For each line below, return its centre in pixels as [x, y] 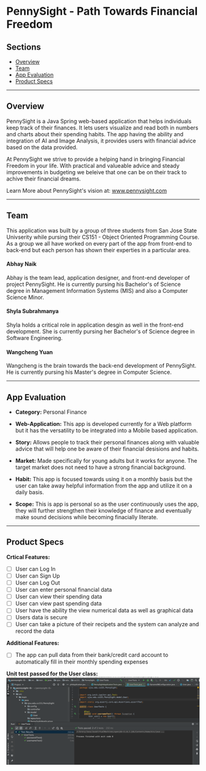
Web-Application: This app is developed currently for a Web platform [103, 424]
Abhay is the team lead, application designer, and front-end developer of [98, 277]
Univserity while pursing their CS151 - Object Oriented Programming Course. [103, 237]
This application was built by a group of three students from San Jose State [102, 230]
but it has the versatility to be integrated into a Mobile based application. [106, 430]
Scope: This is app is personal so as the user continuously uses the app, [107, 504]
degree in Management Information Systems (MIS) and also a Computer [97, 290]
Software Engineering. [35, 338]
